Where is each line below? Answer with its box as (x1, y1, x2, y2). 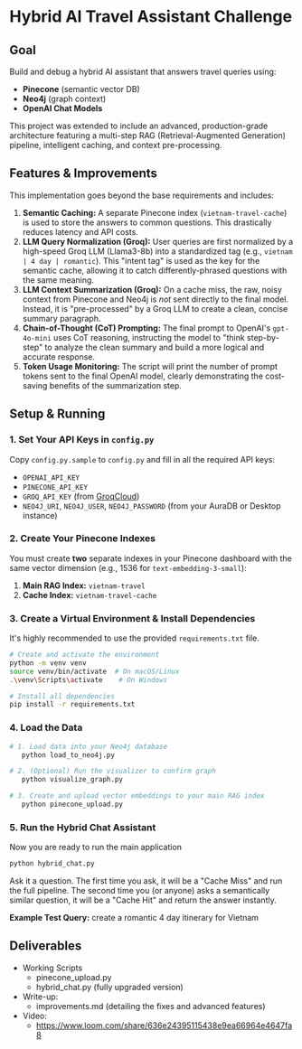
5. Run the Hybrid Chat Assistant (9, 820, 156, 833)
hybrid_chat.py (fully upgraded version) (35, 981, 184, 992)
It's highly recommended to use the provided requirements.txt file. (9, 632, 260, 643)
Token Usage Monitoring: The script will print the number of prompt (22, 361, 278, 371)
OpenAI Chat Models (22, 103, 103, 114)
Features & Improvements (9, 165, 158, 182)
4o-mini (22, 333, 52, 342)
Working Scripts (22, 962, 83, 973)
